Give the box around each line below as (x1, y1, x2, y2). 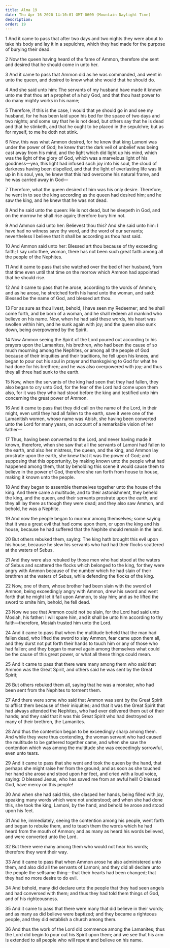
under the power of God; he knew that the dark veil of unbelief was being (5, 144, 159, 151)
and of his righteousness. (5, 896, 58, 902)
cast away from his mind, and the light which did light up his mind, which (5, 150, 157, 156)
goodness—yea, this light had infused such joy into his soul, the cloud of (5, 161, 157, 167)
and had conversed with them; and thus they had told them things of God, (5, 891, 160, 897)
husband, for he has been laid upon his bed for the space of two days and (5, 113, 160, 119)
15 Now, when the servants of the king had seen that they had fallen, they (5, 379, 159, 385)
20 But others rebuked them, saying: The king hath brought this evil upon (5, 536, 158, 542)
